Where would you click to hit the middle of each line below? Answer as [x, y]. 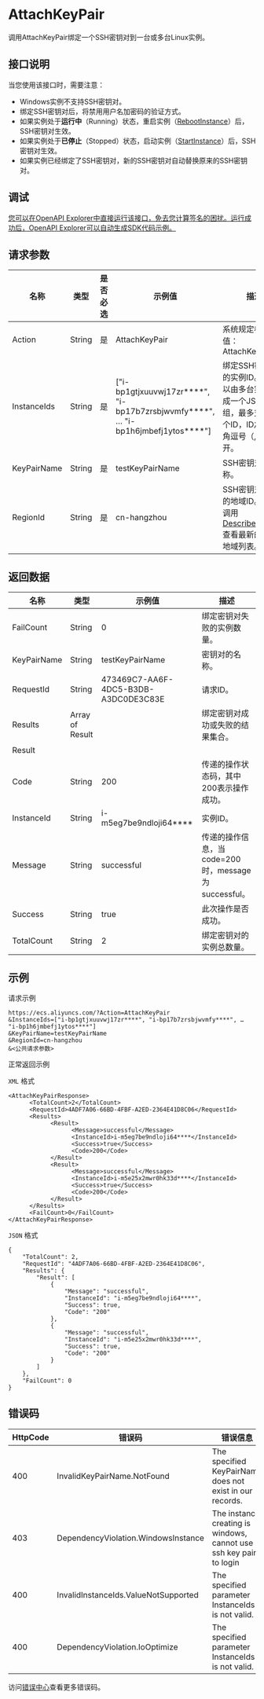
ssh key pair [234, 1552]
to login [225, 1562]
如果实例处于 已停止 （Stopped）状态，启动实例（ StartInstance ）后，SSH [137, 141]
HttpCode [31, 1437]
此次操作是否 [225, 909]
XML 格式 [22, 1081]
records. [227, 1500]
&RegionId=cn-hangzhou [45, 1040]
